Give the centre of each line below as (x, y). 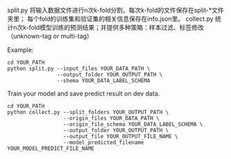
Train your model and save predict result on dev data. (84, 93)
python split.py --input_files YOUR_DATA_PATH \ (79, 68)
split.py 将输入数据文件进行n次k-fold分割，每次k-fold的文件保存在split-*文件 (115, 10)
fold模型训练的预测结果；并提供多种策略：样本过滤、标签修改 (116, 27)
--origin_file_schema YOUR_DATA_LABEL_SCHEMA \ (133, 124)
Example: (20, 50)
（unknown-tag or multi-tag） (50, 36)
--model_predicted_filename (103, 142)
